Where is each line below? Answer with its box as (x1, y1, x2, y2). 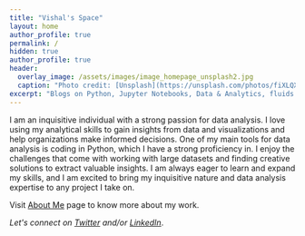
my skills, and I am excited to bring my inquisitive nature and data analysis (9, 172, 286, 182)
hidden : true (9, 47, 59, 56)
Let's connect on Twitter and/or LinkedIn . (9, 217, 164, 228)
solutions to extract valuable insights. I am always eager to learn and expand (9, 162, 296, 173)
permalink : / (9, 38, 59, 48)
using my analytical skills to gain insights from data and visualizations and (9, 123, 286, 134)
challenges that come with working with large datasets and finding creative (9, 152, 290, 163)
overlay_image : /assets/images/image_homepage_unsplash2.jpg (17, 73, 254, 82)
